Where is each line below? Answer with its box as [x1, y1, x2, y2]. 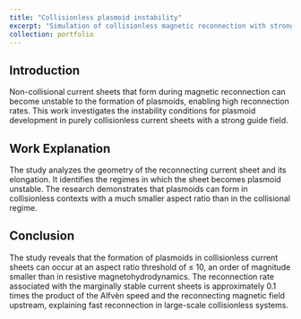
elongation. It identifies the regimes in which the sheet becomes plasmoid [9, 174, 282, 184]
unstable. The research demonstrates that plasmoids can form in [9, 184, 248, 194]
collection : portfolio [9, 29, 94, 38]
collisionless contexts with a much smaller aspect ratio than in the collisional [9, 193, 291, 204]
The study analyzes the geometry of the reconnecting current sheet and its [9, 164, 287, 175]
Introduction [9, 63, 81, 78]
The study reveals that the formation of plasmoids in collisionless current [9, 252, 279, 263]
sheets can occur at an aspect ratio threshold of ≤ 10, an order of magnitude [9, 261, 291, 273]
